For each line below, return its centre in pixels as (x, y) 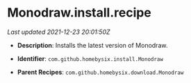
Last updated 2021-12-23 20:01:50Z (59, 32)
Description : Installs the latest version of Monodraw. (92, 45)
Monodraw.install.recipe (79, 13)
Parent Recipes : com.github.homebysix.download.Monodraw (100, 72)
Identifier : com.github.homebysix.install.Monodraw (90, 58)
